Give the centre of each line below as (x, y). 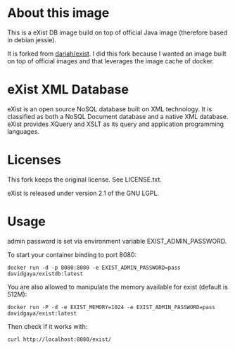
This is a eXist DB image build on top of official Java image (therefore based (118, 32)
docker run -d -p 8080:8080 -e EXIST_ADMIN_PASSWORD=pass (94, 268)
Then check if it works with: (47, 326)
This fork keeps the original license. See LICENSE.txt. (84, 179)
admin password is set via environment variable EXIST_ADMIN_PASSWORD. (117, 241)
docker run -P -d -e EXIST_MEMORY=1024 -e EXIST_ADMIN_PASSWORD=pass (112, 307)
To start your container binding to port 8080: (72, 254)
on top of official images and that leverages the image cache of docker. (111, 61)
